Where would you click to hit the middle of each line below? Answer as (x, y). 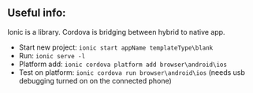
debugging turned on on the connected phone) (95, 80)
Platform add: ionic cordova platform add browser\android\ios (123, 64)
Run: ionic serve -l (52, 55)
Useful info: (37, 13)
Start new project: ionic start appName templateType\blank (116, 47)
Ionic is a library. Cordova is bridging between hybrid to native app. (116, 32)
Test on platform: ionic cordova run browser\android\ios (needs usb (132, 72)
